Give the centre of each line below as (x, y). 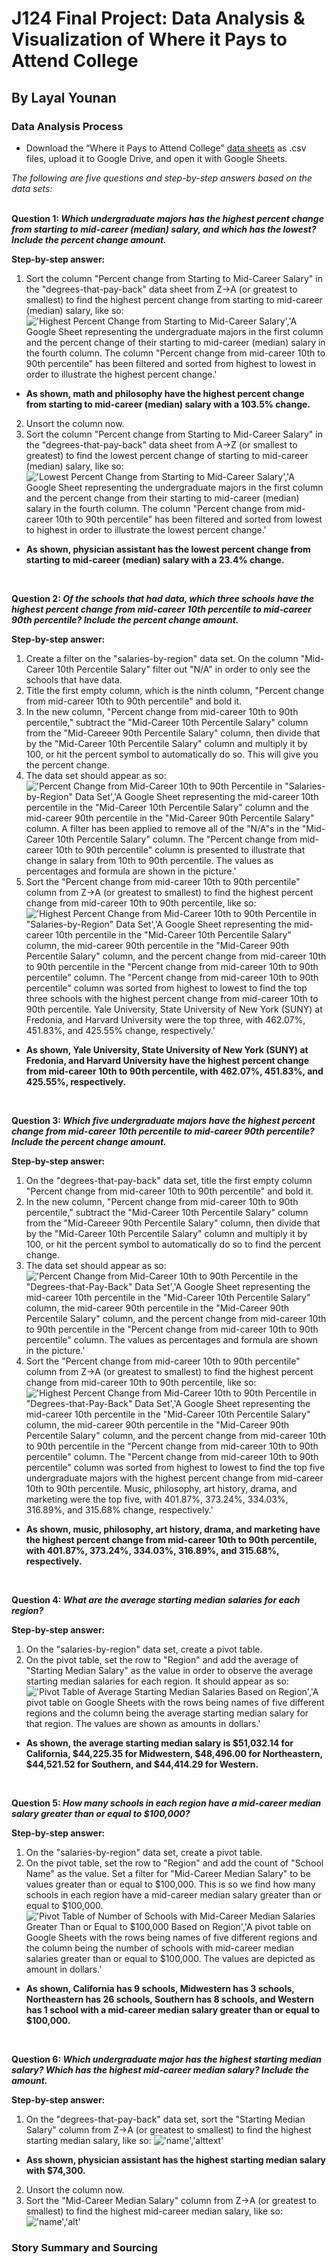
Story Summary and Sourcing (84, 2247)
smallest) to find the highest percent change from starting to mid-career (174, 299)
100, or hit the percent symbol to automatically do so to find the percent (173, 1244)
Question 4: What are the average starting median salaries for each (156, 1599)
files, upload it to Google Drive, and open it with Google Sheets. (156, 158)
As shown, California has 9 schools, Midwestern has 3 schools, (160, 1988)
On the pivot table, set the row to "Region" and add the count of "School (174, 1863)
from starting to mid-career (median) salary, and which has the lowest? (164, 229)
